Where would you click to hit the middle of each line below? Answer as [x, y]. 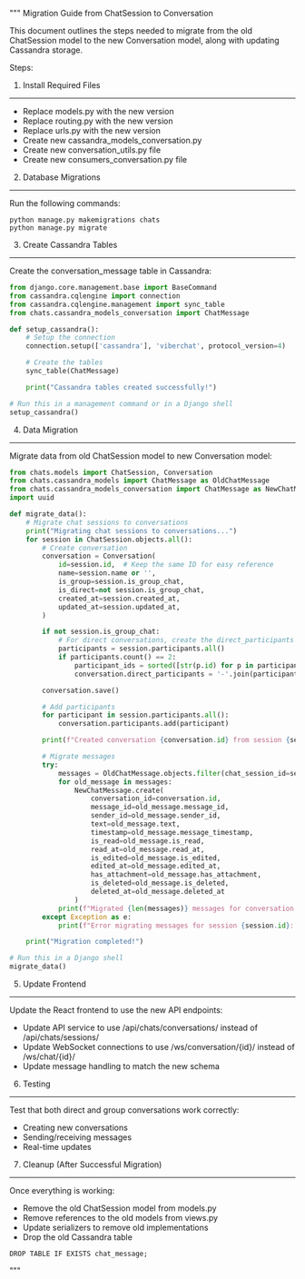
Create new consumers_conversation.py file [105, 159]
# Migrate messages [79, 757]
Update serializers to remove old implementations [115, 1227]
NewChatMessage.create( [119, 790]
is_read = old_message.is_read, [148, 841]
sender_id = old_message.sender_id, [156, 816]
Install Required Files [61, 85]
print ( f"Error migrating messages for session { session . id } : [176, 926]
